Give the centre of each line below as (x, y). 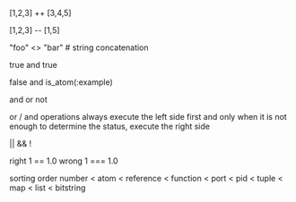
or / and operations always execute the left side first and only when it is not (148, 117)
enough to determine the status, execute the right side (110, 126)
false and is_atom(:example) (61, 82)
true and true (34, 65)
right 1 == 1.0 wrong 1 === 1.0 (64, 161)
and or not (28, 99)
